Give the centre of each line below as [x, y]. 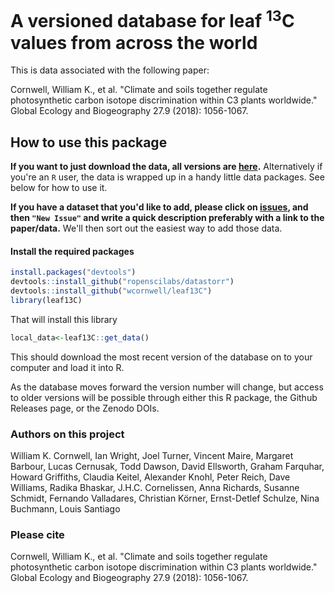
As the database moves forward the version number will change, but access [167, 387]
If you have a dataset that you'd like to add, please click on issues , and [159, 207]
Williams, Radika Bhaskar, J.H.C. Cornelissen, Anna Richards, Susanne [155, 487]
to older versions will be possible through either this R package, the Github [164, 397]
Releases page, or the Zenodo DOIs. [85, 408]
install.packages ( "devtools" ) [73, 272]
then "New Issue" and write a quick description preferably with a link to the [167, 218]
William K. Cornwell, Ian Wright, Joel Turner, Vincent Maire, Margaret [152, 455]
